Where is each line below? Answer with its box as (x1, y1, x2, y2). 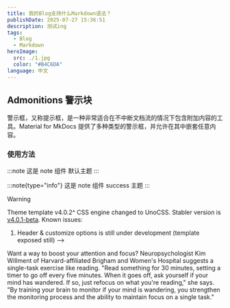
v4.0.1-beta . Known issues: (7, 215, 84, 223)
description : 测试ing (7, 23, 67, 29)
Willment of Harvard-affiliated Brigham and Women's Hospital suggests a (7, 256, 214, 264)
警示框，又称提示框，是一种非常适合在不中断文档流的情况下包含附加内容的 (7, 114, 217, 122)
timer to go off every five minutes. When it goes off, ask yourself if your (7, 271, 209, 279)
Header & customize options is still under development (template (16, 229, 200, 237)
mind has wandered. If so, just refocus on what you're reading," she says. (7, 278, 214, 286)
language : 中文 (7, 67, 49, 74)
